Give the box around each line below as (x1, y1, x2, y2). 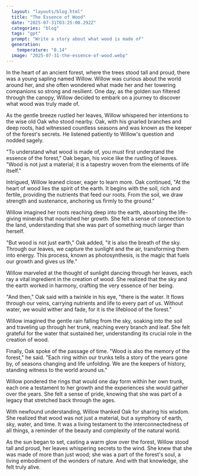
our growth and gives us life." (6, 257, 78, 265)
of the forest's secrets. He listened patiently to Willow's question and (6, 131, 174, 138)
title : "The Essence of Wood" (11, 14, 86, 20)
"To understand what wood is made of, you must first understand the (6, 148, 174, 155)
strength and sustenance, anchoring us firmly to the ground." (6, 197, 155, 204)
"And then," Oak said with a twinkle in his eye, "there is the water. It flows (6, 293, 184, 300)
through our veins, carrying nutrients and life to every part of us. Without (6, 299, 183, 307)
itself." (6, 167, 22, 174)
